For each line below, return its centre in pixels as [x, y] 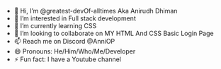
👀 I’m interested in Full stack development [75, 18]
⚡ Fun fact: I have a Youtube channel [68, 59]
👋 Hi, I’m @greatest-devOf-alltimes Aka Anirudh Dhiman [96, 11]
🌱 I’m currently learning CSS [55, 26]
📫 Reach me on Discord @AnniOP [64, 41]
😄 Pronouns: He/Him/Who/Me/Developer [75, 51]
